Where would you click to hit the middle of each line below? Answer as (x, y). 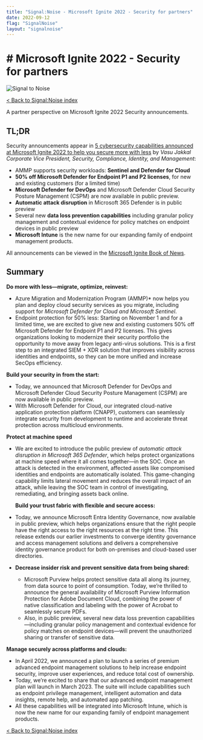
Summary (25, 272)
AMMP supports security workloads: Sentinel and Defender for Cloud (102, 170)
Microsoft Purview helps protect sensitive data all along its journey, (108, 579)
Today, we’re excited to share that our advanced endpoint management (104, 680)
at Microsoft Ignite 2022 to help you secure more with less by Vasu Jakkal (99, 152)
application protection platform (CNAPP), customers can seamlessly (100, 412)
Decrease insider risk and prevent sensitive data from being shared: (102, 567)
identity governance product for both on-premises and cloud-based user (106, 549)
